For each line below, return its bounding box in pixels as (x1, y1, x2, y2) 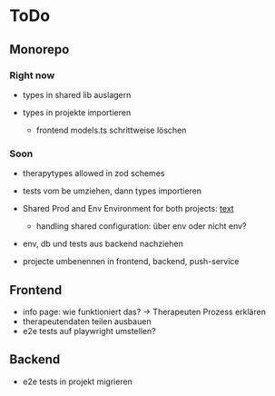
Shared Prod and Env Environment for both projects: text (22, 203, 234, 214)
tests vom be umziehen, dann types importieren (22, 185, 202, 196)
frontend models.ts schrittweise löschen (35, 124, 187, 135)
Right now (9, 69, 55, 82)
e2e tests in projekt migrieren (22, 376, 133, 387)
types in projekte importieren (22, 106, 132, 118)
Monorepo (9, 42, 70, 57)
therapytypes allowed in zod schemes (22, 168, 165, 179)
